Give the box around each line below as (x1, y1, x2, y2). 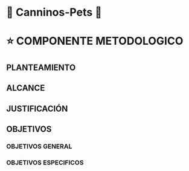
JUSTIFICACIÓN (6, 103, 68, 114)
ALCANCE (6, 83, 45, 93)
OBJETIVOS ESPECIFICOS (6, 158, 84, 167)
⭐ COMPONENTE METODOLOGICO (6, 34, 184, 48)
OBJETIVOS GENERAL (6, 142, 72, 150)
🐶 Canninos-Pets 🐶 (6, 5, 103, 19)
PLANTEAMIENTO (6, 62, 76, 73)
